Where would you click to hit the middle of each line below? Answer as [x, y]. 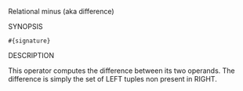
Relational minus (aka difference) [62, 11]
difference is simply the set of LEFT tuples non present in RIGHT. [112, 79]
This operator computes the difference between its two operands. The [121, 71]
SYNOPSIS [25, 26]
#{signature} [29, 41]
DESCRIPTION [31, 55]
